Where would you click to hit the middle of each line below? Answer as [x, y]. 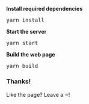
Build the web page [31, 54]
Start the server [26, 32]
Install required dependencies [44, 9]
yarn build [22, 66]
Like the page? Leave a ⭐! [38, 95]
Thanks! [19, 81]
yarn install [26, 20]
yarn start [22, 43]
